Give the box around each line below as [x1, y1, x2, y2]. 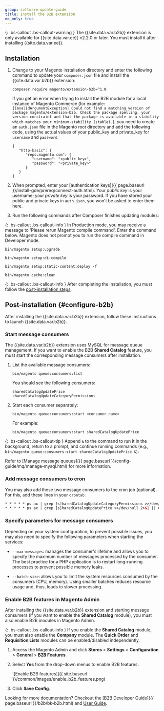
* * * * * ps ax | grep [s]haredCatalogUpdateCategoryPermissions [5, 501, 143, 506]
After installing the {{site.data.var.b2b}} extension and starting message [5, 607, 150, 613]
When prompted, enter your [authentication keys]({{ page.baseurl [12, 182, 145, 188]
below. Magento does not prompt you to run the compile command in [5, 233, 144, 238]
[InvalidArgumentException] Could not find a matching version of [12, 106, 150, 111]
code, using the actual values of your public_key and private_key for [12, 129, 150, 135]
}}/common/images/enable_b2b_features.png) [12, 676, 106, 682]
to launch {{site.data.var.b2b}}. [5, 319, 67, 324]
